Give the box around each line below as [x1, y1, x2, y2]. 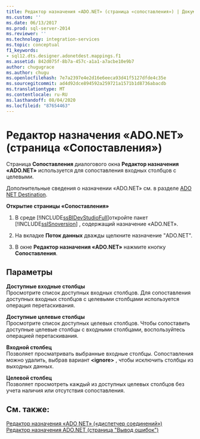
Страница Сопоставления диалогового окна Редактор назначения [6, 161, 179, 168]
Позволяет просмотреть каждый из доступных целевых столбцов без [6, 381, 185, 388]
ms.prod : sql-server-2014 [6, 25, 70, 32]
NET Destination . [6, 191, 48, 198]
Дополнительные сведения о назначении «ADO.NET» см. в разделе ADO [6, 185, 192, 192]
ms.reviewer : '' [6, 31, 46, 37]
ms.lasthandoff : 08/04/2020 [6, 97, 76, 103]
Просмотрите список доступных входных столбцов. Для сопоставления [6, 289, 191, 296]
